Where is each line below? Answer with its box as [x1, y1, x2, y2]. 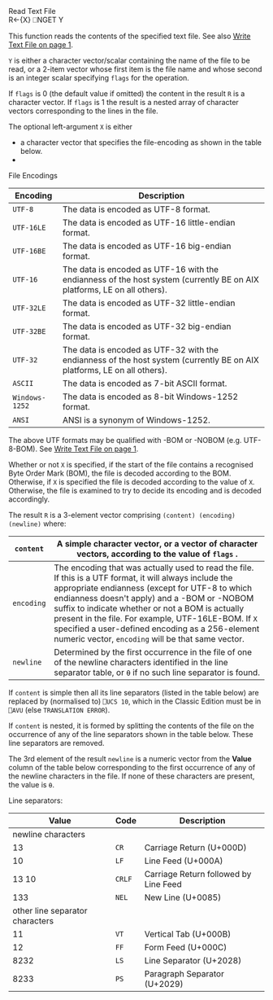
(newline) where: [8, 519, 67, 529]
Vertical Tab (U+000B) [144, 928, 232, 940]
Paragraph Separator [144, 968, 225, 979]
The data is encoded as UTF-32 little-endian [62, 297, 236, 309]
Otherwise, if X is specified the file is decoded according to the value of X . [8, 477, 255, 486]
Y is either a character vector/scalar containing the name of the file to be [8, 55, 250, 65]
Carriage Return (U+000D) [144, 842, 247, 853]
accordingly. [8, 494, 50, 504]
